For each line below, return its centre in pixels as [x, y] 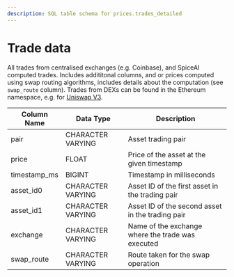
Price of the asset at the [167, 155]
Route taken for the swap [169, 255]
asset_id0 [27, 190]
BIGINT [77, 175]
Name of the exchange [165, 225]
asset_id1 [27, 210]
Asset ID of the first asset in [173, 186]
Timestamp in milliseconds [171, 175]
